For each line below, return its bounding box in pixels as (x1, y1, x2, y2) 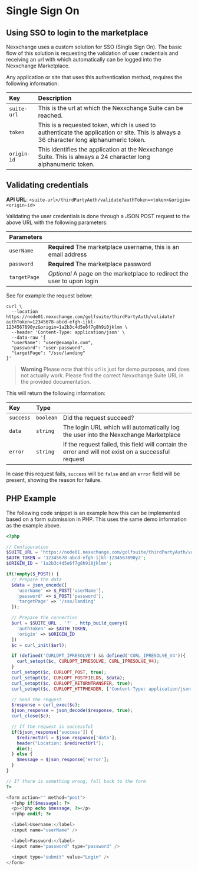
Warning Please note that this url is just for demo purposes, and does (20, 365, 190, 373)
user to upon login (48, 277, 98, 285)
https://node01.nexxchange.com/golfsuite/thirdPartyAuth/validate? (6, 313, 176, 320)
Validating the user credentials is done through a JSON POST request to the (6, 212, 190, 219)
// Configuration (6, 544, 49, 550)
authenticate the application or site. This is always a (38, 128, 181, 137)
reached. (38, 111, 63, 119)
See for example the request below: (6, 292, 93, 299)
